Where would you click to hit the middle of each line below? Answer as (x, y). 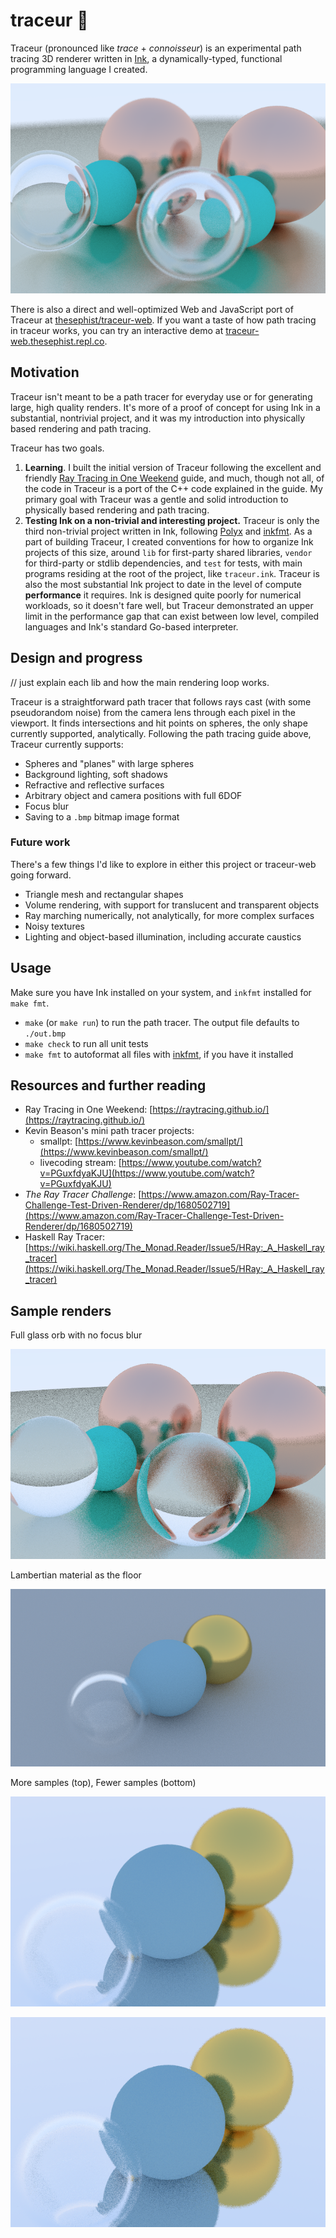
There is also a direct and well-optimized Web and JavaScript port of (152, 309)
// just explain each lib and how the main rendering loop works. (140, 682)
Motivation (45, 372)
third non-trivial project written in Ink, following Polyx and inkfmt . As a (168, 531)
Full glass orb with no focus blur (76, 1335)
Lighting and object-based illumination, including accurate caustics (163, 936)
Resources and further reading (108, 1085)
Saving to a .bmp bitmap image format (102, 816)
